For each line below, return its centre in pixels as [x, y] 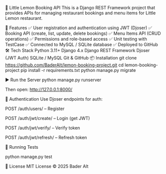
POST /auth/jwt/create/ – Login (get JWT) [48, 118]
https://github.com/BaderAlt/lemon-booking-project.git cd [64, 65]
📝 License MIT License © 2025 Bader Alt [47, 166]
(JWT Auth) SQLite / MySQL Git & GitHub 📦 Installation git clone [71, 58]
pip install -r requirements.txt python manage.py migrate [78, 70]
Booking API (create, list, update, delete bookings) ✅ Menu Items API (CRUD [83, 33]
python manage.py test [29, 157]
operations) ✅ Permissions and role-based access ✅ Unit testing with [76, 39]
